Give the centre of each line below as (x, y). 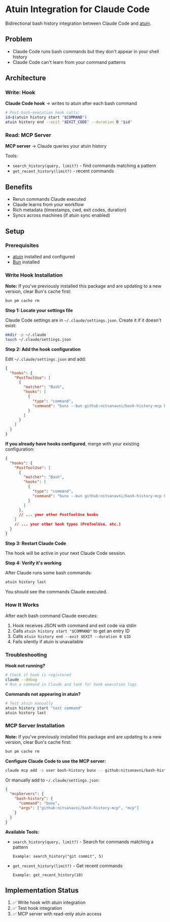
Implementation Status (42, 890)
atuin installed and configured (44, 256)
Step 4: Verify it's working (33, 563)
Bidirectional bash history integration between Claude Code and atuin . (78, 23)
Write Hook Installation (34, 275)
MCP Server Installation (35, 726)
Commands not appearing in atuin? (43, 694)
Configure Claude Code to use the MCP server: (56, 761)
